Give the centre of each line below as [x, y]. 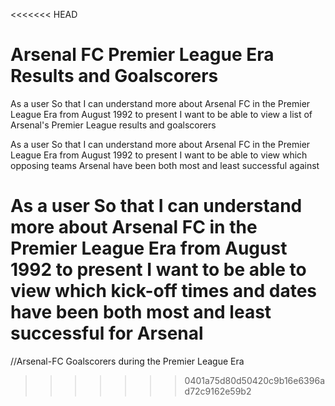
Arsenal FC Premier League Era [142, 55]
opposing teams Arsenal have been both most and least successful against [165, 165]
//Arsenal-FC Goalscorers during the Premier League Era [127, 361]
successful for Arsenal [107, 333]
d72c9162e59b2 [218, 391]
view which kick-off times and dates [164, 291]
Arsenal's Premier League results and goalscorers [113, 125]
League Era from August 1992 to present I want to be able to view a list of [161, 114]
